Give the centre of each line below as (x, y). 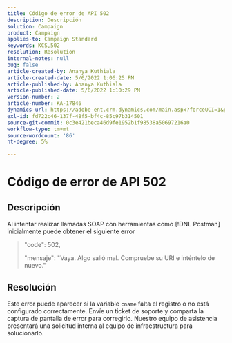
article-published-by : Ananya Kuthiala (65, 84)
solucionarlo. (26, 333)
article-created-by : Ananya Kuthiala (61, 71)
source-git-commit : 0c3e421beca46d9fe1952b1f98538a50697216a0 (98, 122)
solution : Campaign (35, 26)
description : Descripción (44, 20)
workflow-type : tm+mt (38, 129)
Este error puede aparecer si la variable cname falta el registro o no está (108, 304)
